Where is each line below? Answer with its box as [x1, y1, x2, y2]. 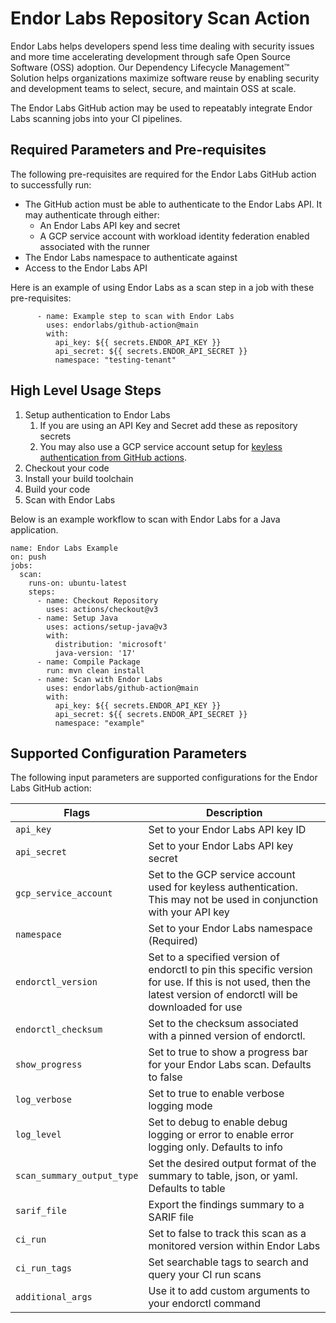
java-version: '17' [54, 648, 137, 658]
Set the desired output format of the [148, 1157, 317, 1171]
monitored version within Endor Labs [148, 1239, 321, 1253]
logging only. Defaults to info [148, 1140, 283, 1154]
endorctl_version [15, 977, 98, 988]
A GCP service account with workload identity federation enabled [39, 230, 310, 242]
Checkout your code [24, 462, 110, 474]
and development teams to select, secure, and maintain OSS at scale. [10, 82, 297, 94]
